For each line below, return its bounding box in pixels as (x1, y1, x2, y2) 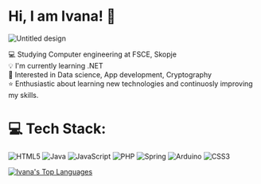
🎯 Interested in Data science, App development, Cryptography (8, 69, 212, 79)
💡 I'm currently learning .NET (8, 61, 103, 70)
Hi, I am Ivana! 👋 (8, 7, 116, 25)
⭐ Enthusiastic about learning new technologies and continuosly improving (8, 79, 253, 88)
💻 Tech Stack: (8, 119, 107, 138)
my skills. (8, 90, 39, 100)
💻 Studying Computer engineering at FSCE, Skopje (8, 49, 177, 59)
